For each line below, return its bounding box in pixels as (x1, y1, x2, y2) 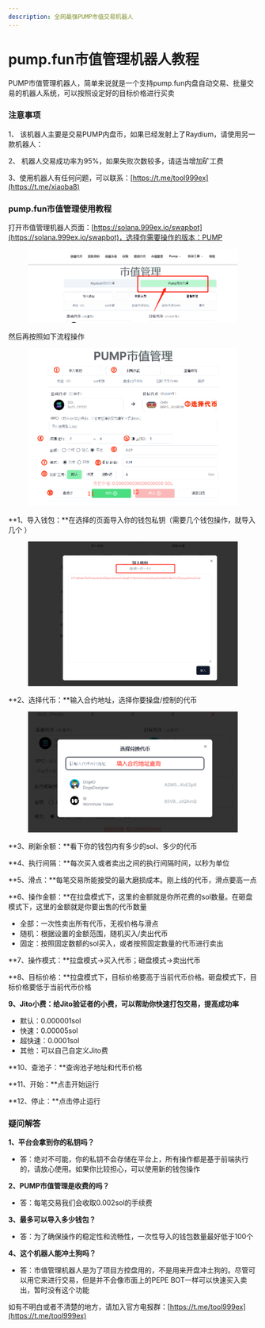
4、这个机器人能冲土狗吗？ (8, 1249, 97, 1258)
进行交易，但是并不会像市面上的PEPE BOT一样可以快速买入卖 (47, 1276, 248, 1285)
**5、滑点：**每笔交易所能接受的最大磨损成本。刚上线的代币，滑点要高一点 (8, 875, 257, 885)
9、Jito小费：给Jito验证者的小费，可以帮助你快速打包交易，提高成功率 (8, 999, 240, 1008)
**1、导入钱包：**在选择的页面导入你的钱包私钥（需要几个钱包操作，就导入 (8, 516, 256, 525)
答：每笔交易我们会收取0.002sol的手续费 (19, 1198, 153, 1207)
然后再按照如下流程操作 (8, 332, 85, 341)
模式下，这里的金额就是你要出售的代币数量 (8, 901, 147, 912)
